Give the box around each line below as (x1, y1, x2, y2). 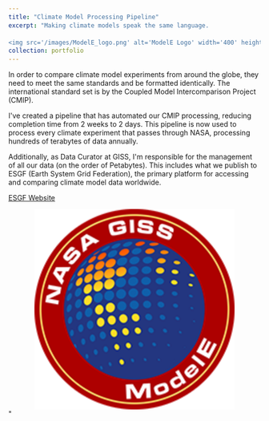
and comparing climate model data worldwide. (8, 177, 162, 188)
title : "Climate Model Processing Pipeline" (8, 13, 159, 21)
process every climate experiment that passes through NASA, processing (8, 128, 251, 138)
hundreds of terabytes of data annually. (8, 136, 139, 146)
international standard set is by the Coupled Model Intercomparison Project (8, 87, 256, 96)
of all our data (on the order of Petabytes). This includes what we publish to (8, 160, 258, 170)
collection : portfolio (8, 47, 84, 55)
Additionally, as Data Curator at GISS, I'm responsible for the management (8, 152, 253, 162)
